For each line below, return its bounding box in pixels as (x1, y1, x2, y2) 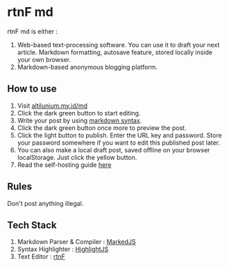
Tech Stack (7, 219, 57, 231)
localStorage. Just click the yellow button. (17, 153, 137, 161)
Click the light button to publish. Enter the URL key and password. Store (17, 131, 222, 139)
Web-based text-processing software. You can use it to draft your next (17, 40, 220, 49)
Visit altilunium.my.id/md (17, 102, 88, 110)
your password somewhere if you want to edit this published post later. (17, 138, 221, 147)
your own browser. (17, 55, 71, 63)
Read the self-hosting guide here (17, 161, 112, 169)
